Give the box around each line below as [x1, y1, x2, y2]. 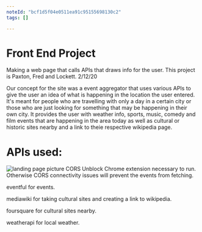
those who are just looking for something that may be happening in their [6, 104, 187, 112]
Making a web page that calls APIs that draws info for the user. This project [6, 67, 195, 74]
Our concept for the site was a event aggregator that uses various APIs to [6, 85, 191, 92]
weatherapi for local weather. [6, 219, 80, 227]
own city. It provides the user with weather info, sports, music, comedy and [6, 111, 196, 118]
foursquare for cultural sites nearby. [6, 207, 96, 214]
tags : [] [6, 15, 29, 21]
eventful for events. [6, 184, 56, 191]
